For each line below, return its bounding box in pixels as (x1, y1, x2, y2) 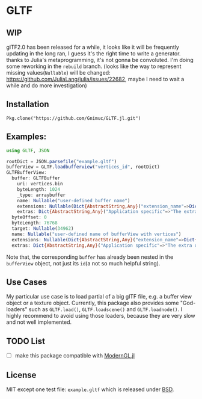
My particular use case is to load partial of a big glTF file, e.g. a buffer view (6, 293, 192, 300)
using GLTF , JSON (6, 147, 50, 153)
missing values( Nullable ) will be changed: (6, 69, 111, 76)
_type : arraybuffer (17, 192, 66, 198)
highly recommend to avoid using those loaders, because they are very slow (6, 312, 195, 320)
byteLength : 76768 (11, 220, 58, 226)
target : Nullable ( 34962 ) (11, 226, 74, 232)
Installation (6, 99, 49, 110)
